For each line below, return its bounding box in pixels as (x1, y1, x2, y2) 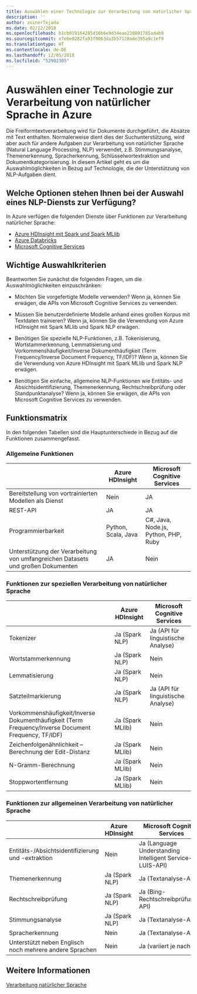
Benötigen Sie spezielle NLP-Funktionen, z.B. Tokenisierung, (14, 335, 161, 342)
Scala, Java (106, 530, 138, 539)
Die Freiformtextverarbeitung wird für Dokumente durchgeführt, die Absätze (6, 127, 191, 135)
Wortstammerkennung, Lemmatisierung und (14, 341, 121, 348)
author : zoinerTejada (6, 19, 59, 25)
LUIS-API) (138, 861, 168, 869)
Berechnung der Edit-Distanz (9, 748, 90, 756)
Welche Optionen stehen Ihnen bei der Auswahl (6, 188, 184, 198)
